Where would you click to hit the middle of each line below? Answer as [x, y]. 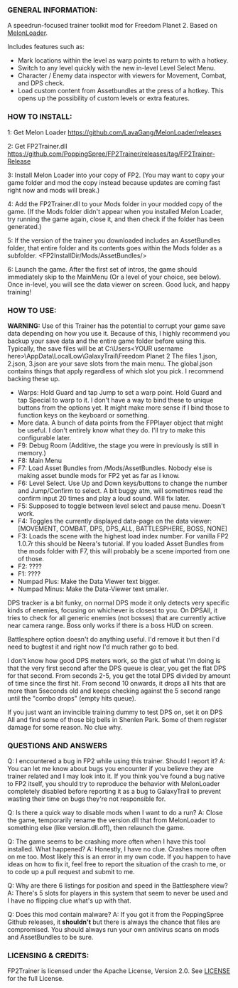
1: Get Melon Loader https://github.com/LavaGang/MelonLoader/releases [114, 132]
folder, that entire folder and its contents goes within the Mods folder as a [115, 248]
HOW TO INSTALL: [40, 117]
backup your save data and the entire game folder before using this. [107, 341]
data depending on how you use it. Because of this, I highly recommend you [119, 333]
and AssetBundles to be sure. [50, 937]
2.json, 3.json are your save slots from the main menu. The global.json [110, 363]
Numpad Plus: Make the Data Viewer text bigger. [89, 581]
